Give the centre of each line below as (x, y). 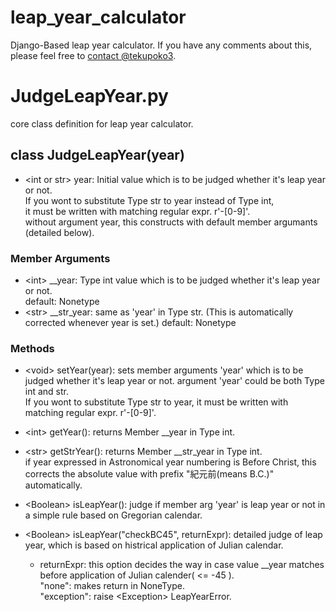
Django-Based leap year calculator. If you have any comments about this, (161, 45)
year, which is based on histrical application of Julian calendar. (154, 545)
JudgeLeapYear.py (89, 96)
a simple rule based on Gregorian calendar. (113, 515)
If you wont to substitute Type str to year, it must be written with (156, 402)
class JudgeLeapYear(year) (97, 155)
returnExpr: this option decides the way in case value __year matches (182, 565)
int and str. (47, 392)
